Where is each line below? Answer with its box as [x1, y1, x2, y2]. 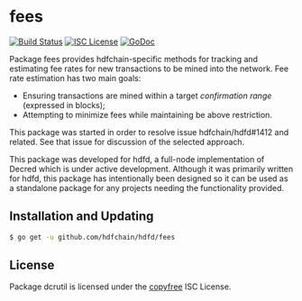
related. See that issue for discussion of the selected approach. [9, 136, 245, 147]
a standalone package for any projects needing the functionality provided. [9, 182, 285, 193]
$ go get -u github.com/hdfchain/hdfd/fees [9, 233, 176, 242]
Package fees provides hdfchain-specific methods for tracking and [9, 53, 259, 64]
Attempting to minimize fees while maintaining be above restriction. [22, 109, 273, 120]
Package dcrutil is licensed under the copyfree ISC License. [9, 281, 232, 292]
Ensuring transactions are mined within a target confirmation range [22, 90, 272, 101]
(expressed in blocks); [22, 99, 105, 110]
